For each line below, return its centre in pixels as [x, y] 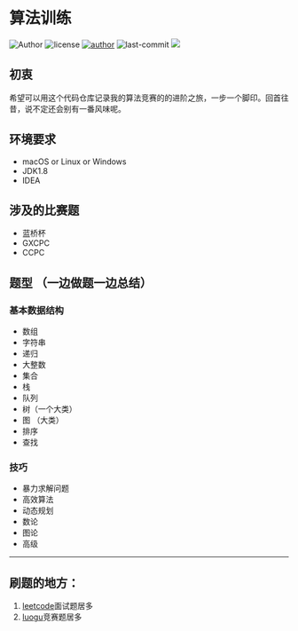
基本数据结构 [37, 310]
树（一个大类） [49, 409]
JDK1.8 [35, 170]
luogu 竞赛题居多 [52, 617]
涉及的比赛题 [44, 210]
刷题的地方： [44, 583]
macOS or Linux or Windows [74, 162]
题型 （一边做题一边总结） [81, 283]
